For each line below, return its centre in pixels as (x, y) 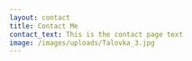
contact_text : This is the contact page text (96, 34)
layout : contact (40, 17)
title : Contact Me (44, 26)
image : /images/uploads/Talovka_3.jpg (82, 43)
